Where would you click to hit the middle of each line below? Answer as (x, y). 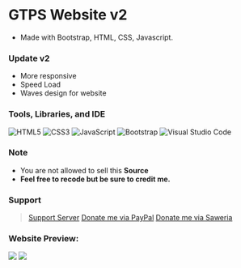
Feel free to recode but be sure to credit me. (95, 179)
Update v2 (29, 58)
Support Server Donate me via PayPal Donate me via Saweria (130, 218)
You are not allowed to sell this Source (84, 170)
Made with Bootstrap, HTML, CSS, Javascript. (97, 37)
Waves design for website (63, 93)
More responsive (48, 76)
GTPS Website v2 (68, 15)
